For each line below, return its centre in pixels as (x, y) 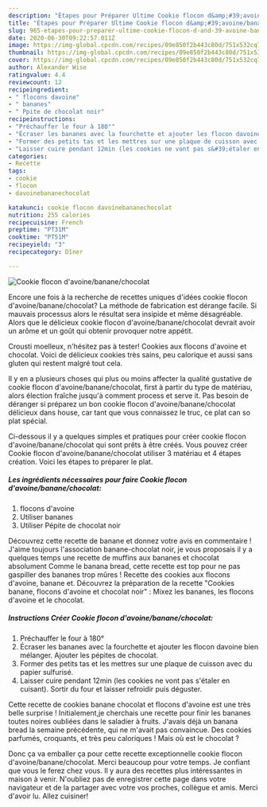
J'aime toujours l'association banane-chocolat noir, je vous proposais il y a (130, 549)
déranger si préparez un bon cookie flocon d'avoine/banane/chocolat (122, 403)
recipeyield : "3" (37, 245)
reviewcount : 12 (35, 82)
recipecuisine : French (46, 222)
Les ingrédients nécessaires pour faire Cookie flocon (98, 480)
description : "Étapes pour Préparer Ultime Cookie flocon (106, 16)
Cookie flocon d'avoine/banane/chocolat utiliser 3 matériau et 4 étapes (125, 453)
